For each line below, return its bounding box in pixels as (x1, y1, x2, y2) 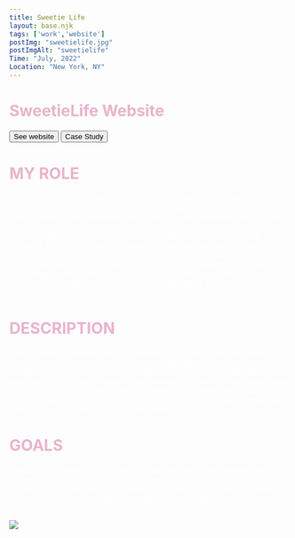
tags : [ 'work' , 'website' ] (9, 29, 105, 38)
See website (13, 131, 55, 141)
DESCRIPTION (9, 318, 116, 338)
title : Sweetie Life (9, 12, 86, 22)
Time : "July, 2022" (9, 54, 82, 63)
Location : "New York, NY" (9, 63, 105, 72)
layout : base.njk (9, 21, 74, 30)
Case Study (65, 131, 104, 141)
